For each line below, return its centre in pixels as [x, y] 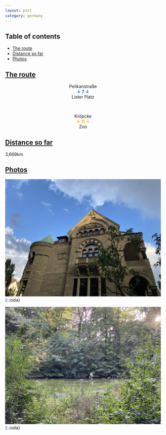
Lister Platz [83, 97]
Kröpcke [83, 116]
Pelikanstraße [83, 86]
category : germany [24, 16]
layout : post [19, 10]
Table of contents [33, 36]
